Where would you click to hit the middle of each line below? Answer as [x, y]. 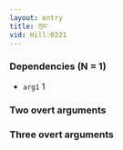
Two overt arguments [58, 110]
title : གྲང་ [29, 26]
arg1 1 [34, 86]
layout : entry [36, 18]
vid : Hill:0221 [38, 35]
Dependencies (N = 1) [58, 66]
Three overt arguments [61, 135]
